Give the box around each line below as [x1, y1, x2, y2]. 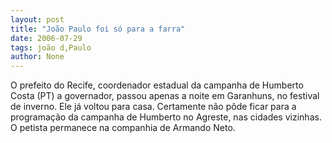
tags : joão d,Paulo [10, 42, 92, 53]
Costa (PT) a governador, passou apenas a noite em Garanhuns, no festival [10, 90, 320, 102]
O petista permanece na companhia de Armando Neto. [10, 122, 236, 134]
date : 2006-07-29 [10, 33, 83, 43]
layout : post [10, 14, 65, 25]
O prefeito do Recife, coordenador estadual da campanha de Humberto [10, 79, 304, 91]
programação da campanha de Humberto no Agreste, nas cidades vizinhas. [10, 111, 322, 123]
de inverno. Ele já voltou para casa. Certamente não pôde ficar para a [10, 101, 297, 113]
